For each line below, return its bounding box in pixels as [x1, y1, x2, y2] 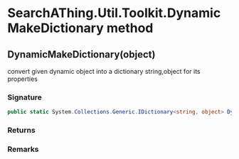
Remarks [7, 144, 39, 154]
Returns [7, 126, 36, 136]
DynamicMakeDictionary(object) [7, 48, 156, 60]
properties [7, 75, 38, 83]
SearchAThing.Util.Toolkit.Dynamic [7, 5, 221, 21]
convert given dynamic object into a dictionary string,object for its [7, 67, 201, 75]
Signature [7, 92, 43, 102]
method [106, 20, 154, 36]
